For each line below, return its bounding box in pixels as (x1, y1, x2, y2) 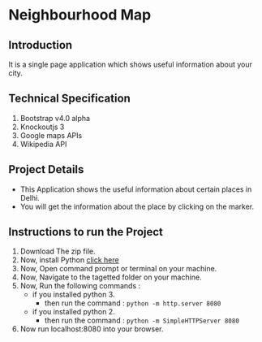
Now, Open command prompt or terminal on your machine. (19, 264, 217, 274)
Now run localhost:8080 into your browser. (19, 324, 164, 334)
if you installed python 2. (32, 307, 115, 317)
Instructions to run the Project (8, 225, 164, 239)
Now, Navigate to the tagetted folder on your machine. (19, 272, 202, 282)
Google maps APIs (19, 130, 83, 140)
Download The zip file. (19, 246, 96, 257)
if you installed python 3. (32, 290, 115, 300)
